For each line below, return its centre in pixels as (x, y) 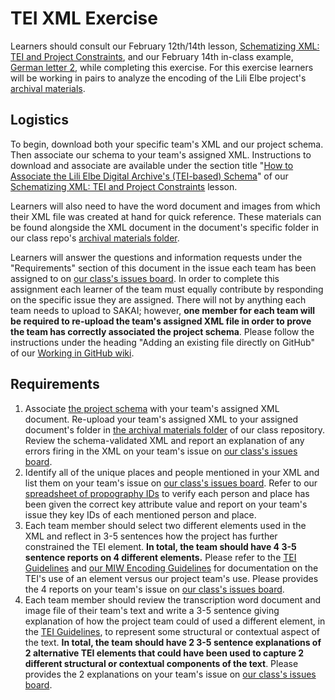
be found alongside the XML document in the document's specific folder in (165, 227)
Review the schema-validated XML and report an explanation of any (164, 440)
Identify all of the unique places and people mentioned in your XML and (172, 472)
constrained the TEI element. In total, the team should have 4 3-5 (160, 546)
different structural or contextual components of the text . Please (161, 663)
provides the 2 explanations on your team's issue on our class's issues (170, 674)
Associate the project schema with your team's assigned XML (152, 408)
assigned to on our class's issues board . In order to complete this (145, 278)
